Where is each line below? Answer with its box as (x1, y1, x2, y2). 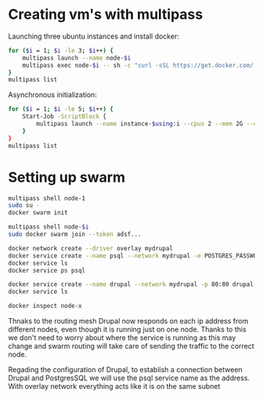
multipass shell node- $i (8, 223, 89, 231)
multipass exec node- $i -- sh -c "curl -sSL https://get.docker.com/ (22, 61, 254, 69)
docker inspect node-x (8, 302, 82, 310)
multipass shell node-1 (8, 194, 86, 202)
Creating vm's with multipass (8, 5, 204, 24)
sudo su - (8, 202, 41, 210)
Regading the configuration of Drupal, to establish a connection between (8, 365, 243, 374)
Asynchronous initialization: (8, 90, 98, 100)
